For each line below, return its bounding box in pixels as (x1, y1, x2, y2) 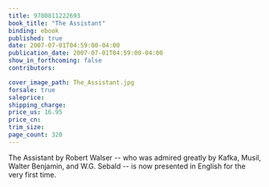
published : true (8, 34, 63, 43)
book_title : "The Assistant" (8, 19, 106, 27)
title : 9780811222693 (8, 11, 81, 20)
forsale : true (8, 86, 56, 94)
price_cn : (8, 116, 42, 124)
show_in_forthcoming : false (8, 57, 103, 65)
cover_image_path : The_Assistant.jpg (8, 78, 135, 87)
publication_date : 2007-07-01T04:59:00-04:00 (8, 49, 163, 57)
